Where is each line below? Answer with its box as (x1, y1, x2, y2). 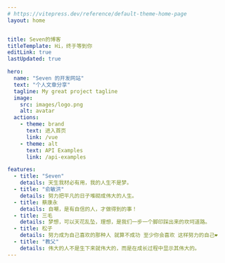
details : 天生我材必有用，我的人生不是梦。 (20, 179, 132, 187)
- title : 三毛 (13, 212, 53, 219)
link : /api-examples (25, 153, 86, 161)
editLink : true (7, 49, 52, 56)
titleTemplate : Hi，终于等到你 (7, 42, 93, 49)
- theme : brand (20, 121, 65, 128)
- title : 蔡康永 (13, 199, 58, 206)
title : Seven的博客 (7, 36, 61, 43)
